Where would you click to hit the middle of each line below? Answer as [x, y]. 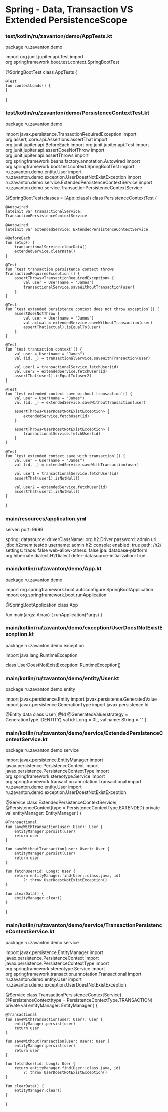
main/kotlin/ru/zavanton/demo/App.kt [53, 569]
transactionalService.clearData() [51, 247]
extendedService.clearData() [45, 251]
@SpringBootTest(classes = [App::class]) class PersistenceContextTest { [81, 198]
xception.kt [20, 634]
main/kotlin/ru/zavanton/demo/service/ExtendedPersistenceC [84, 733]
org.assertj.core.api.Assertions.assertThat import [56, 139]
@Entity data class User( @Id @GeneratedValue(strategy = [67, 714]
